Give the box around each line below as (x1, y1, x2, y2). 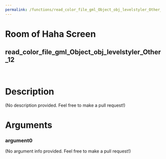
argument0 (5, 137, 33, 144)
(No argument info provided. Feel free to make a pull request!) (5, 148, 131, 154)
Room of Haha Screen (5, 28, 96, 39)
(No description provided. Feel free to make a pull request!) (5, 102, 126, 108)
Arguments (5, 119, 53, 130)
